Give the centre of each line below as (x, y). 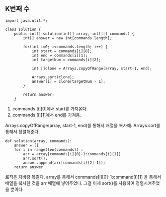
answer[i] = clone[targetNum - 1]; (69, 81)
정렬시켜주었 (148, 183)
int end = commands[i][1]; (60, 55)
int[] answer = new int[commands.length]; (68, 38)
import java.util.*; (27, 21)
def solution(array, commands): (39, 141)
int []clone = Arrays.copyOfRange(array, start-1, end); (92, 68)
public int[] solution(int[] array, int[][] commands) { (74, 34)
